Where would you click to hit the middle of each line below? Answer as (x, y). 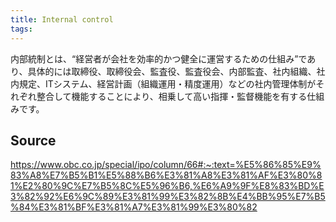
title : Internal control (62, 19)
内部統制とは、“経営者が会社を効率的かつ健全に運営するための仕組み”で (159, 58)
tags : (21, 29)
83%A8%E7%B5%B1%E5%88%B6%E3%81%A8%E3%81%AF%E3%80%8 (166, 175)
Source (33, 140)
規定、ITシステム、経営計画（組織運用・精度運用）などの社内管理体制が (167, 83)
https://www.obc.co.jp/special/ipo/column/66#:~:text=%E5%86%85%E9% (166, 165)
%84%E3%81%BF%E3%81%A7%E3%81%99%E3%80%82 (134, 207)
